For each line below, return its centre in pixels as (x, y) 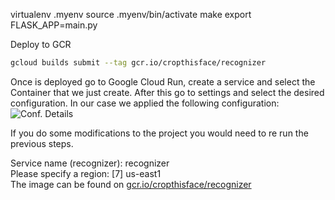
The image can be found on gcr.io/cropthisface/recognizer (131, 184)
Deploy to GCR (41, 44)
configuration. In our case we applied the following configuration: (145, 103)
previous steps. (42, 143)
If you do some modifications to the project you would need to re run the (159, 133)
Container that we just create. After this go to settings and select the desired (167, 92)
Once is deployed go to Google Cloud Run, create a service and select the (163, 81)
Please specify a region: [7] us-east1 (86, 173)
